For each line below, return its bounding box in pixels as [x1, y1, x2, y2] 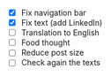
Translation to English [20, 27, 100, 38]
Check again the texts [20, 57, 100, 68]
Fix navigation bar [20, 8, 87, 18]
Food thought [20, 37, 70, 48]
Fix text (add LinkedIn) [20, 18, 103, 28]
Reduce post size [20, 48, 85, 58]
